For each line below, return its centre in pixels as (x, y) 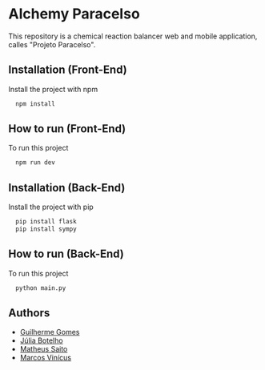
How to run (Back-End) (66, 254)
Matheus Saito (44, 349)
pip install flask (46, 222)
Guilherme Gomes (50, 332)
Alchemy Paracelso (74, 14)
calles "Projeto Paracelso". (52, 44)
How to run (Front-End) (67, 129)
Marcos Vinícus (46, 358)
